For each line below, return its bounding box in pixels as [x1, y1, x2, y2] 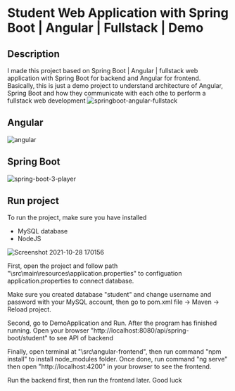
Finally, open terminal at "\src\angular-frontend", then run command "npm [7, 347, 222, 356]
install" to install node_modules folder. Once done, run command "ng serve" [7, 355, 228, 364]
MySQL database [17, 227, 68, 236]
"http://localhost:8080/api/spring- [90, 326, 189, 335]
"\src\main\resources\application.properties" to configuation [7, 269, 182, 278]
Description [7, 48, 60, 60]
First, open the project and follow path [7, 262, 118, 270]
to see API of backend [49, 334, 114, 342]
